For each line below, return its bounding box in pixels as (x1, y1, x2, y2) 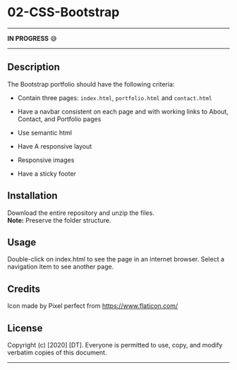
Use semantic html (17, 128, 73, 137)
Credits (7, 283, 41, 295)
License (7, 322, 43, 334)
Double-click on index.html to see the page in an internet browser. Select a (7, 255, 224, 264)
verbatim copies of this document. (7, 348, 107, 357)
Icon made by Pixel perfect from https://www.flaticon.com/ (7, 302, 178, 310)
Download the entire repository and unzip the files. (7, 209, 155, 217)
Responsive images (17, 156, 75, 164)
